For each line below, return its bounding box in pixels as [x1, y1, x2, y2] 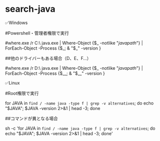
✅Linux [5, 80, 20, 85]
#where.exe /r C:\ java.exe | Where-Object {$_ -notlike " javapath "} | [5, 40, 143, 46]
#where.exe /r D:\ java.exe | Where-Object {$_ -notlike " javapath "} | [5, 65, 143, 71]
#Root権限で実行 [5, 90, 39, 96]
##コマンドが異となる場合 [5, 115, 58, 121]
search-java [5, 3, 56, 15]
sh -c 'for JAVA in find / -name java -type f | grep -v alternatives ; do [5, 125, 156, 131]
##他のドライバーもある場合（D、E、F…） [5, 55, 92, 61]
